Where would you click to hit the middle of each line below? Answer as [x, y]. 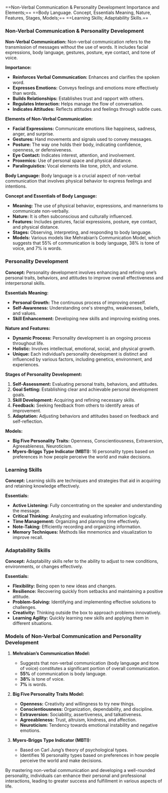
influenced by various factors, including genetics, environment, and [82, 359]
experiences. [26, 364]
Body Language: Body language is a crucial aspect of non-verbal [73, 176]
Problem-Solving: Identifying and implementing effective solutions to [84, 602]
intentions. [16, 186]
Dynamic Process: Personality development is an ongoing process [82, 338]
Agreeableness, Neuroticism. [42, 446]
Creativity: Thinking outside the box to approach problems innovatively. [87, 613]
